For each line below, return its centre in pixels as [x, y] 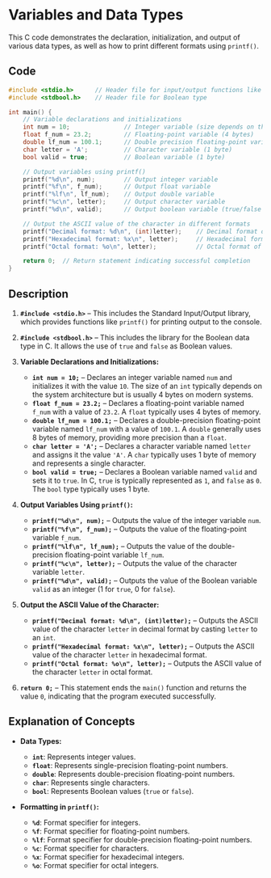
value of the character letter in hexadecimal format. [119, 654]
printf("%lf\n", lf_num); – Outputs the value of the [119, 546]
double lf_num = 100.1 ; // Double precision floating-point [135, 142]
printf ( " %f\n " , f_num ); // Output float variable [117, 187]
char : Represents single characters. [91, 783]
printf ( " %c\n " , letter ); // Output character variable [124, 202]
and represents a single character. [89, 463]
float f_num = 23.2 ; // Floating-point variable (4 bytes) [138, 135]
